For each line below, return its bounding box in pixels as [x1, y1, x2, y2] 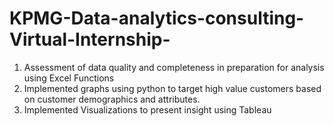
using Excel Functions [23, 72, 115, 84]
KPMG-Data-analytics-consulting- [9, 7, 305, 30]
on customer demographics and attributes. [23, 93, 201, 105]
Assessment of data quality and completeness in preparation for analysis [23, 61, 325, 73]
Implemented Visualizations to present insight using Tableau [23, 103, 272, 116]
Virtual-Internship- [9, 28, 171, 51]
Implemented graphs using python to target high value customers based [23, 82, 322, 94]
